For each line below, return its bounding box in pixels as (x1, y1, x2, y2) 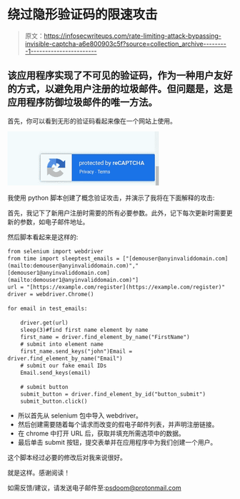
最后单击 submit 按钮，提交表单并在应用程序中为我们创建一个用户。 (17, 438, 217, 446)
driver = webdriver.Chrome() (7, 291, 94, 298)
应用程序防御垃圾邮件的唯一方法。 (7, 96, 158, 109)
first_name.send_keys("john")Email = (20, 348, 133, 355)
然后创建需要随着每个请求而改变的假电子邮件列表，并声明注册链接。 (17, 420, 219, 428)
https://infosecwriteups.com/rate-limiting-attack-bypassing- (44, 31, 221, 40)
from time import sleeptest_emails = (7, 255, 120, 262)
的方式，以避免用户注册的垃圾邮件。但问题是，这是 (7, 83, 233, 95)
